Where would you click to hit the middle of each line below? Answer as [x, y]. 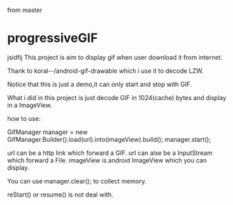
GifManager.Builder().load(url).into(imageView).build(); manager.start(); [109, 139]
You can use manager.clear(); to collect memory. [77, 181]
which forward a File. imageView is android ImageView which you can [107, 160]
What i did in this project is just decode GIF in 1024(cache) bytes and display [117, 97]
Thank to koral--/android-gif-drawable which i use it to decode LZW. [105, 71]
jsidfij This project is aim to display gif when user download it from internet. [115, 57]
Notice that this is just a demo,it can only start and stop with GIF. [100, 84]
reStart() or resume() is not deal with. [60, 195]
